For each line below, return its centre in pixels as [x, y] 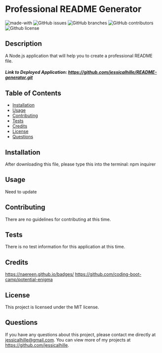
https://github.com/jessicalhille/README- [112, 72]
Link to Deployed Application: [36, 72]
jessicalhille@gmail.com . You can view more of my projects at [68, 340]
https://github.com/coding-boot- [108, 274]
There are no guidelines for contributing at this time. [58, 219]
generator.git [19, 77]
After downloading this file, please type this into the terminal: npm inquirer [81, 164]
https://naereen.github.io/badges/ [40, 274]
